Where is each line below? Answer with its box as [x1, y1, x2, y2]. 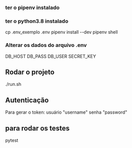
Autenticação [5, 95, 49, 105]
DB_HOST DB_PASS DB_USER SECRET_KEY [5, 53, 97, 59]
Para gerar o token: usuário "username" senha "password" [5, 109, 127, 115]
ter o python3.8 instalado [5, 17, 69, 24]
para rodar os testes [5, 124, 70, 132]
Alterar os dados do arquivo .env [5, 42, 87, 49]
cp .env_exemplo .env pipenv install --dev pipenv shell [5, 29, 118, 35]
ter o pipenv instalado [5, 4, 60, 11]
